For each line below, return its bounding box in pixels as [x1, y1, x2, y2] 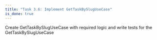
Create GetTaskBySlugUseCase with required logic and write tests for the [5, 24, 153, 30]
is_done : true [5, 11, 34, 16]
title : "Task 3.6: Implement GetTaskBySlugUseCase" [5, 7, 112, 12]
